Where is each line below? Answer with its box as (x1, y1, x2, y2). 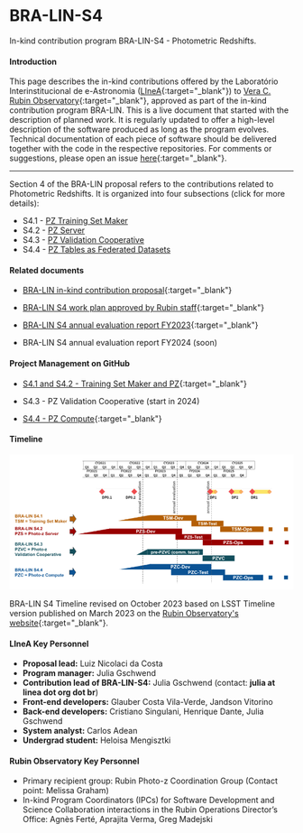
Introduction (9, 56, 57, 67)
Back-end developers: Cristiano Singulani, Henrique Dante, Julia (22, 706, 264, 717)
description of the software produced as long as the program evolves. (9, 124, 270, 135)
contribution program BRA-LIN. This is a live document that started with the (9, 105, 289, 116)
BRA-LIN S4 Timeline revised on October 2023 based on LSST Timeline (9, 597, 275, 609)
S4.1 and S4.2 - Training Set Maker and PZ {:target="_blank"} (22, 378, 248, 389)
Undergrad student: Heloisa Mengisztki (22, 735, 171, 745)
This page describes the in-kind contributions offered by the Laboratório (9, 76, 279, 87)
